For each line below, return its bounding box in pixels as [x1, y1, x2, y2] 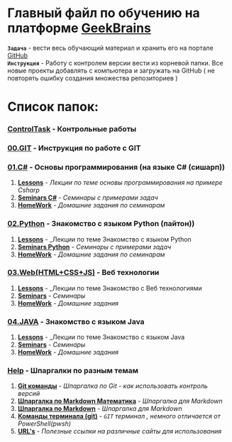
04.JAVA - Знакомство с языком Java [7, 316, 145, 326]
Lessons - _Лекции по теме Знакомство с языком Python [17, 235, 192, 243]
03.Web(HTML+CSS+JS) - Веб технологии [7, 268, 160, 278]
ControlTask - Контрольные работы [7, 124, 137, 134]
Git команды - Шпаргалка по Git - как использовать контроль [17, 382, 208, 390]
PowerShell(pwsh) [17, 419, 72, 428]
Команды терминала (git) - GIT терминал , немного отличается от [17, 412, 221, 421]
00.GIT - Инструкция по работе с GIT [7, 143, 141, 153]
